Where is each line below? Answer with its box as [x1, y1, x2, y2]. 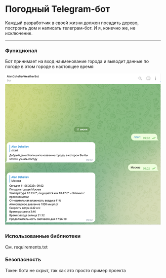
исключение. [5, 30, 33, 36]
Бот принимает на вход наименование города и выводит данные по [5, 58, 149, 65]
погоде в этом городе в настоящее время [5, 64, 94, 69]
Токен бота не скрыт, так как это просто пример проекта [5, 267, 126, 273]
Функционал [5, 47, 38, 54]
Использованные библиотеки [5, 233, 81, 240]
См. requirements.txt [5, 244, 48, 250]
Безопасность [5, 256, 41, 263]
